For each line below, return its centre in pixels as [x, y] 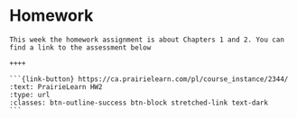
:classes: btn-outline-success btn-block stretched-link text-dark [139, 103]
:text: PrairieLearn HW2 [56, 86]
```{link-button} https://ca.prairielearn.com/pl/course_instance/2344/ [149, 79]
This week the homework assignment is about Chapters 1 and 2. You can [147, 40]
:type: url [30, 95]
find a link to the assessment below [80, 47]
